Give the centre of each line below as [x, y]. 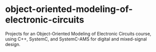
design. [13, 44]
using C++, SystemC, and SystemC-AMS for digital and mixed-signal [76, 39]
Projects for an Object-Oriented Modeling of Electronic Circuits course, [78, 33]
